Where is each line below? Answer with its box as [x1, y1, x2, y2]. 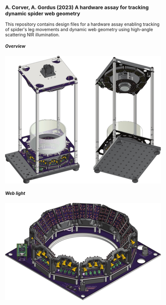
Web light [5, 190, 26, 196]
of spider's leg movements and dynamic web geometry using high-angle [5, 27, 153, 33]
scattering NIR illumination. [5, 32, 60, 38]
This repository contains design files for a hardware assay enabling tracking [5, 21, 160, 27]
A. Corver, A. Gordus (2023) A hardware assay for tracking [5, 4, 149, 11]
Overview [5, 43, 26, 49]
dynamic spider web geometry [5, 10, 81, 17]
